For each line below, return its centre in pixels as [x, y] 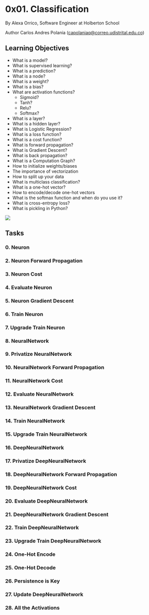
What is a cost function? [37, 139]
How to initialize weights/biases [45, 166]
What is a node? [29, 76]
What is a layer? [29, 118]
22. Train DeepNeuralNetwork [42, 527]
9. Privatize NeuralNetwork [38, 354]
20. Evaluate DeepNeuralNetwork [46, 501]
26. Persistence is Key [33, 581]
